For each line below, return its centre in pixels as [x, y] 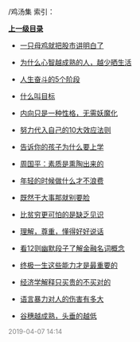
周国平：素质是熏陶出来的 [62, 164]
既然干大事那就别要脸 [54, 198]
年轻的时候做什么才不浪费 [62, 181]
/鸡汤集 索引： [31, 12]
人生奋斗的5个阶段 [50, 79]
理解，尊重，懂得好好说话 [62, 231]
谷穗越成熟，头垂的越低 [58, 316]
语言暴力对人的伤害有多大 [62, 299]
